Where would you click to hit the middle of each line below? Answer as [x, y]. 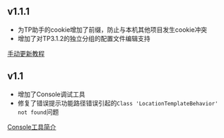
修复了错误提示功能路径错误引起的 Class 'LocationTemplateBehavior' [118, 103]
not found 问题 [38, 112]
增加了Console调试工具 [52, 94]
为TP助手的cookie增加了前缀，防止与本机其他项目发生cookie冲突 [112, 29]
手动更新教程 [26, 53]
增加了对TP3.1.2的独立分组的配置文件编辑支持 [84, 38]
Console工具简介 [32, 127]
